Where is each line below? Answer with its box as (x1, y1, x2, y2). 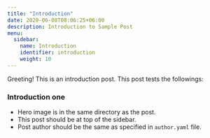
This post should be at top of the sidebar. (17, 116, 136, 124)
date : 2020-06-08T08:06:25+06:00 (7, 17, 105, 24)
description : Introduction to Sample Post (7, 23, 133, 30)
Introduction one (7, 92, 65, 102)
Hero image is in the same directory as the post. (17, 108, 156, 116)
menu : (7, 29, 23, 37)
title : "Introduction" (7, 10, 73, 17)
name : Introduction (20, 43, 77, 49)
